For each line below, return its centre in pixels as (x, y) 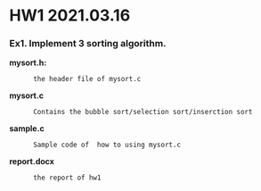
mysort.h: (28, 62)
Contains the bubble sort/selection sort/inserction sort (143, 112)
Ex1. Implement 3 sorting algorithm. (88, 44)
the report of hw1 (67, 178)
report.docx (32, 162)
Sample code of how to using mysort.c (106, 145)
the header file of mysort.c (87, 79)
